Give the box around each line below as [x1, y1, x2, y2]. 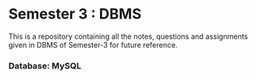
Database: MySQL [8, 60, 82, 71]
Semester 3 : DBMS [8, 5, 142, 23]
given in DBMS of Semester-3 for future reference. [8, 39, 178, 49]
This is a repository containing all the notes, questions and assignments [8, 31, 249, 41]
